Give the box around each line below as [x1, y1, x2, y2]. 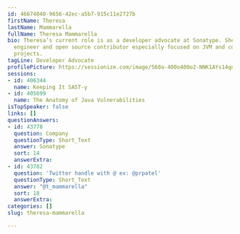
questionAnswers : [7, 116, 59, 123]
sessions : [7, 70, 37, 77]
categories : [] [7, 203, 53, 210]
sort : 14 [14, 150, 40, 157]
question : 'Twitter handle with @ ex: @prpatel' [14, 169, 161, 177]
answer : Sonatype [14, 143, 66, 151]
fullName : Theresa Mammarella [7, 30, 98, 38]
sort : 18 [14, 190, 40, 197]
